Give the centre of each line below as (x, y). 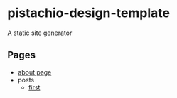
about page (34, 72)
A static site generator (40, 33)
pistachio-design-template (89, 13)
